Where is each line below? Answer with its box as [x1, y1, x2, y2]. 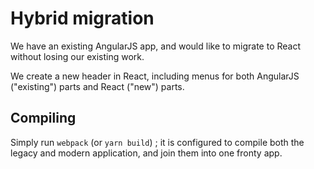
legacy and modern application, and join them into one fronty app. [10, 147, 283, 159]
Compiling [10, 110, 77, 127]
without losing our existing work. [10, 50, 145, 62]
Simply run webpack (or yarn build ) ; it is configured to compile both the [10, 136, 305, 148]
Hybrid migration [10, 7, 155, 30]
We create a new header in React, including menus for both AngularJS [10, 70, 300, 82]
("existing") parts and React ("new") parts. [10, 80, 185, 92]
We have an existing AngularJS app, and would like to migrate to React [10, 40, 302, 52]
